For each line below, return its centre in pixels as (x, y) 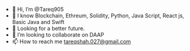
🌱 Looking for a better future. (48, 28)
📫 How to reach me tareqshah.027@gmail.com (72, 41)
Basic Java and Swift (38, 22)
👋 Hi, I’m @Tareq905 (38, 9)
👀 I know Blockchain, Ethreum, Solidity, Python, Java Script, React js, (98, 16)
